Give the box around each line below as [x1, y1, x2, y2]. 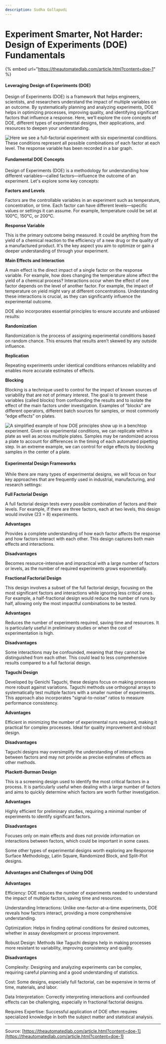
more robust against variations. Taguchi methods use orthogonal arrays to [5, 684, 156, 690]
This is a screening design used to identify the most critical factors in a [5, 779, 149, 785]
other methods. [5, 759, 37, 765]
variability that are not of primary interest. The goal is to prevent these [5, 392, 148, 398]
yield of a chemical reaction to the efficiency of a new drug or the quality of [5, 237, 159, 243]
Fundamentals [5, 49, 65, 61]
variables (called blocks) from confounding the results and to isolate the [5, 397, 152, 403]
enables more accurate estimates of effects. [5, 367, 95, 374]
